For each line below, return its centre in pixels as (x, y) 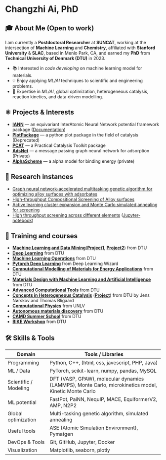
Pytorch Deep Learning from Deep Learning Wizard (65, 263)
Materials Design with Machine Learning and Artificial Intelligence (82, 279)
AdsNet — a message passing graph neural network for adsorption (81, 150)
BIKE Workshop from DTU (39, 322)
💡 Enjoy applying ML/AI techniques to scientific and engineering (78, 81)
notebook (22, 220)
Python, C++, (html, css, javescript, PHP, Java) (104, 363)
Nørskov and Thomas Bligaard (43, 301)
